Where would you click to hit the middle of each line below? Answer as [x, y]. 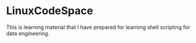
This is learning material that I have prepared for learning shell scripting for [98, 27]
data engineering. [28, 33]
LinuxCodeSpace [50, 11]
